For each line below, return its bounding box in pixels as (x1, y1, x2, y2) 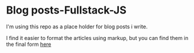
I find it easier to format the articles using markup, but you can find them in (6, 34, 189, 41)
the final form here (6, 41, 51, 48)
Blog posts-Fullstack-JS (6, 4, 127, 17)
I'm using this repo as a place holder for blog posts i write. (6, 23, 148, 30)
